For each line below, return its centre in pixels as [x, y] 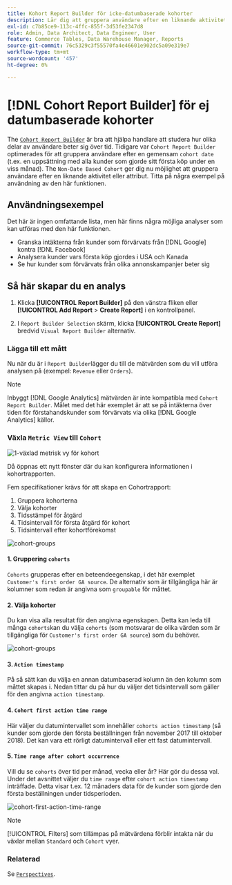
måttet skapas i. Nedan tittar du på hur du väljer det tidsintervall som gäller [113, 687]
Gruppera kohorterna [47, 500]
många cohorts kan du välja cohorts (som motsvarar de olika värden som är [114, 628]
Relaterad [24, 859]
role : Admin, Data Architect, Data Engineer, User [81, 33]
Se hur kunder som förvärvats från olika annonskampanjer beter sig [114, 264]
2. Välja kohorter [32, 605]
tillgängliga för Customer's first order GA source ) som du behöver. [104, 635]
